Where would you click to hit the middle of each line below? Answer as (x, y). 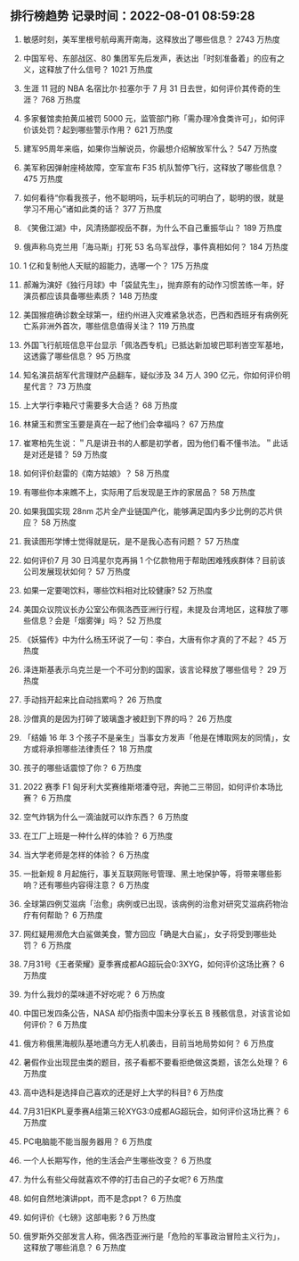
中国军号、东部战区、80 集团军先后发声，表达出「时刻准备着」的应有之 (154, 58)
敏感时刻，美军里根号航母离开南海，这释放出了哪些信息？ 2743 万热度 (152, 39)
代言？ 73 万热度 (61, 386)
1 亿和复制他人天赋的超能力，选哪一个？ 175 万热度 (116, 265)
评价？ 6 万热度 (59, 1024)
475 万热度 (43, 178)
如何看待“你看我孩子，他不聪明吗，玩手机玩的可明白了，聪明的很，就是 (153, 197)
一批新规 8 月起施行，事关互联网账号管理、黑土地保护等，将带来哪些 (149, 874)
